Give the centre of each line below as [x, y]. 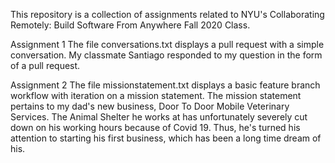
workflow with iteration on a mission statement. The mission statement [156, 95]
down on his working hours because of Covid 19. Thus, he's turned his [155, 127]
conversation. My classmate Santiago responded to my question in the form [166, 55]
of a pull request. [45, 65]
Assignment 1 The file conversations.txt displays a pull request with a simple [167, 44]
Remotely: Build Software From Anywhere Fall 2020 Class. [130, 25]
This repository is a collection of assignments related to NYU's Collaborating [167, 14]
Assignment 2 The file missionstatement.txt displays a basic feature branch [165, 85]
